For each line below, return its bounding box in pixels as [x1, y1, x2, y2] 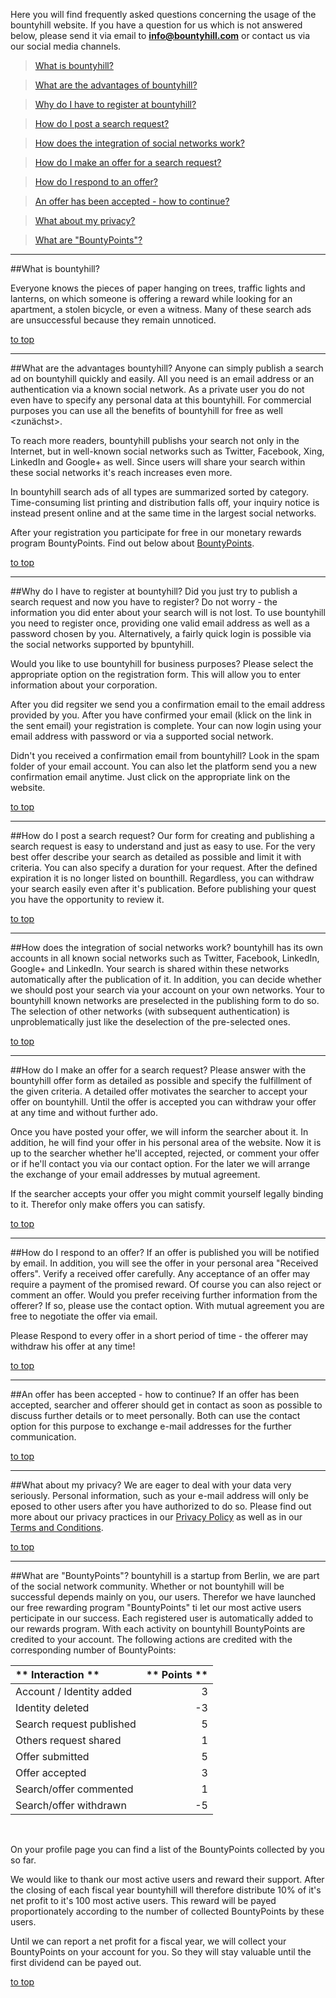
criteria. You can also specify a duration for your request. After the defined [10, 862, 318, 873]
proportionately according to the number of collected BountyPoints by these [10, 1905, 325, 1917]
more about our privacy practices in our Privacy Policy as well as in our [10, 1511, 303, 1523]
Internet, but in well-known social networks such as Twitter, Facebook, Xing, [10, 445, 325, 457]
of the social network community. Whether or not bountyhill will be [10, 1580, 285, 1592]
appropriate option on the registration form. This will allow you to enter [10, 669, 302, 680]
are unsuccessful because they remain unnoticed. [10, 314, 217, 326]
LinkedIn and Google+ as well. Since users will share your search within [10, 456, 306, 468]
